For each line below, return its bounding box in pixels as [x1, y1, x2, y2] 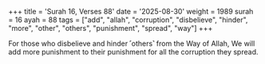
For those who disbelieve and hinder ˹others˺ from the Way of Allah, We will [8, 39, 255, 48]
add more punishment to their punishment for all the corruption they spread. [8, 47, 259, 56]
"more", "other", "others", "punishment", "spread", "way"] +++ [8, 24, 213, 32]
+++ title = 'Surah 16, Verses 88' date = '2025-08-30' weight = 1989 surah [8, 7, 254, 16]
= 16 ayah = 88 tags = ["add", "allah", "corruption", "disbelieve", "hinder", [8, 15, 248, 24]
